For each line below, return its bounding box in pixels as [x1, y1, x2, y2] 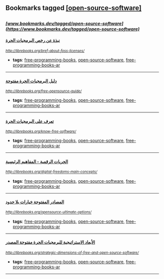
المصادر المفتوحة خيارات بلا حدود [5, 199, 65, 205]
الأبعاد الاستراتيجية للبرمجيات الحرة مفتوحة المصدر [5, 239, 95, 245]
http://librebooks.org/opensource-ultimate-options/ [5, 210, 92, 215]
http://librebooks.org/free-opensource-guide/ [5, 89, 82, 94]
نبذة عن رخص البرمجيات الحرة [5, 38, 60, 43]
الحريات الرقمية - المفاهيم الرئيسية [5, 158, 69, 164]
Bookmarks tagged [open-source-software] [5, 4, 142, 12]
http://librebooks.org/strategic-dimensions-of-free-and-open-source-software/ [5, 250, 139, 255]
